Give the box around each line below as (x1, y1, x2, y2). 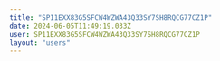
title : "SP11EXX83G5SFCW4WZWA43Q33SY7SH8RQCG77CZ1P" (9, 13, 213, 22)
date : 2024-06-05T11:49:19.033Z (9, 22, 131, 30)
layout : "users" (9, 38, 71, 48)
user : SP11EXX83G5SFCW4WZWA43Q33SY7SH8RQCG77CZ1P (9, 30, 201, 39)
